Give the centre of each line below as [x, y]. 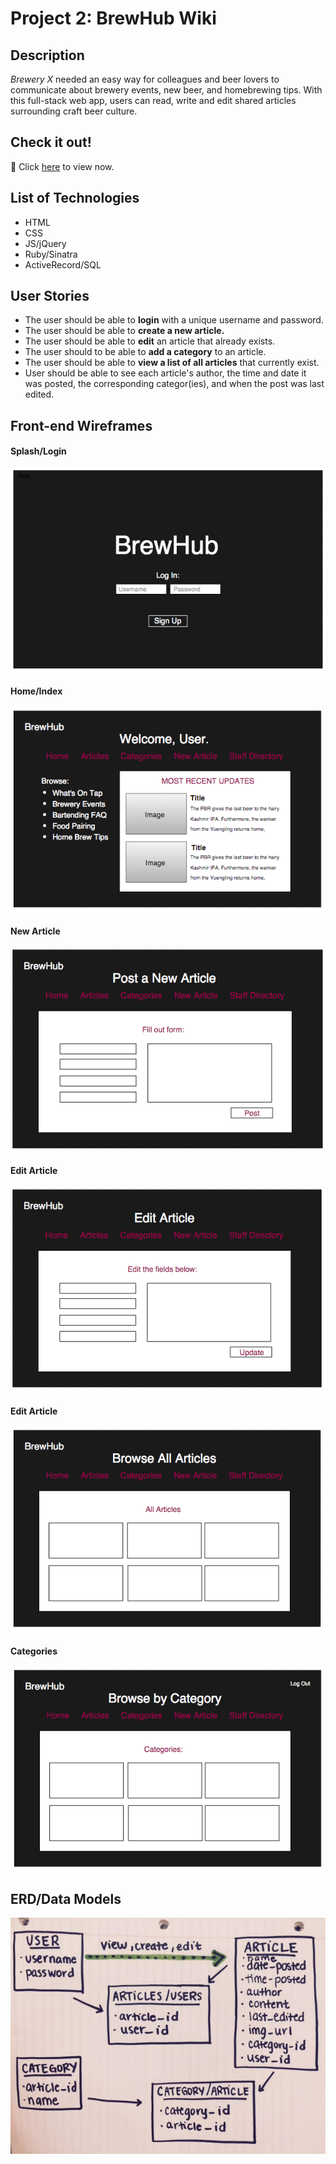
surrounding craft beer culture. [74, 111]
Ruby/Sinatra [51, 254]
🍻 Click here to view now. [62, 166]
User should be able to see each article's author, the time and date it [165, 373]
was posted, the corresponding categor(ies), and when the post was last [174, 384]
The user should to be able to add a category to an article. [145, 352]
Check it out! [51, 142]
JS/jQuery [45, 243]
